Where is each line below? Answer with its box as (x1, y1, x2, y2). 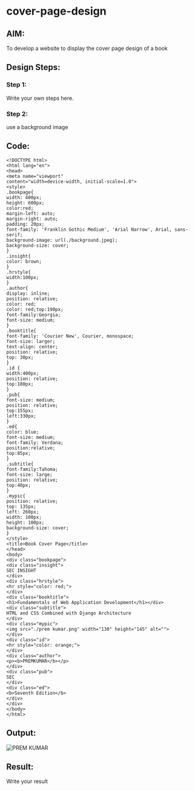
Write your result (6, 778, 48, 785)
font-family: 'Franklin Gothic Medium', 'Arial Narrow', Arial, (6, 227, 172, 233)
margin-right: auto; (6, 216, 59, 222)
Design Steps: (6, 62, 61, 72)
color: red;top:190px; (6, 306, 64, 312)
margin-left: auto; (6, 210, 56, 217)
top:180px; (6, 381, 34, 387)
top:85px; (6, 450, 32, 456)
